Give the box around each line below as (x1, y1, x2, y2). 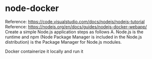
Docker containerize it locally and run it (5, 48, 84, 54)
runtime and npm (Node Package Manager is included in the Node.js (5, 34, 142, 40)
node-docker (5, 3, 59, 14)
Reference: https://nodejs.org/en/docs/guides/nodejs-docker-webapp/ (5, 24, 147, 29)
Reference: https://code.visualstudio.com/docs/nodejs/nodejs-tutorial (5, 19, 145, 24)
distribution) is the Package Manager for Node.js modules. (5, 39, 122, 45)
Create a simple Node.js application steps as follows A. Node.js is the (5, 29, 144, 35)
